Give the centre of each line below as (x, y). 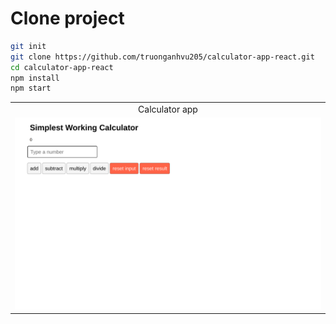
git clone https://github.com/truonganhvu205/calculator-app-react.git (162, 57)
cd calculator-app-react (62, 67)
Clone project (67, 18)
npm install (35, 78)
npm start (31, 88)
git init (28, 46)
